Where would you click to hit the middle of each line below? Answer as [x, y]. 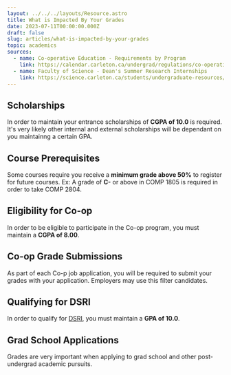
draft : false [26, 33]
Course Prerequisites [54, 158]
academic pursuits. [65, 364]
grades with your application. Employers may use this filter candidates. [108, 280]
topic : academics [32, 45]
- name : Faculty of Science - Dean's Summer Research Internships [110, 71]
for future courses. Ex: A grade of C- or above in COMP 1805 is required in [112, 182]
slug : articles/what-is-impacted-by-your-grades [78, 39]
